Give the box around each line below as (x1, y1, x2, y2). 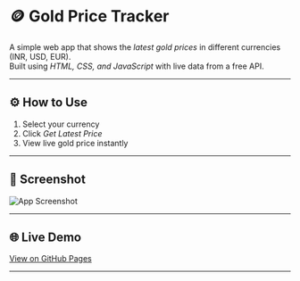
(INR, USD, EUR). (9, 51, 71, 62)
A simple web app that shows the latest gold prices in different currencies (9, 41, 281, 53)
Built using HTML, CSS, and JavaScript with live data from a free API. (9, 61, 265, 71)
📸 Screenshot (9, 172, 87, 187)
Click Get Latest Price (21, 128, 103, 138)
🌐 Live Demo (9, 229, 82, 244)
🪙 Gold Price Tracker (9, 6, 170, 27)
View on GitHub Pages (9, 253, 92, 264)
